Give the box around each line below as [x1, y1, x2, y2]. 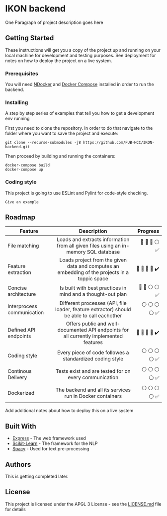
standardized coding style [63, 355, 124, 362]
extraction [7, 269, 31, 276]
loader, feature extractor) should [55, 306, 131, 313]
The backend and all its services [55, 386, 131, 393]
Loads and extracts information [56, 236, 130, 243]
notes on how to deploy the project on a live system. [5, 58, 112, 64]
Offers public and [66, 320, 107, 327]
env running [5, 115, 30, 122]
